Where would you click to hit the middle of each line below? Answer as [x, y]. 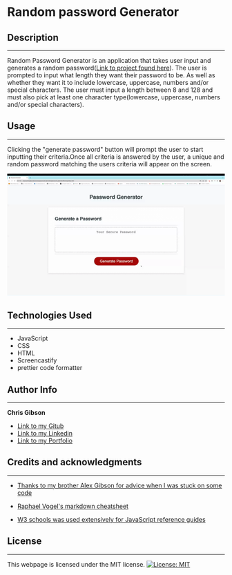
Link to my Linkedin [45, 433]
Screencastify [37, 360]
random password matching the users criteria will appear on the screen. [110, 164]
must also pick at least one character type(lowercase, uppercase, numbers [114, 97]
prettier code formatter [50, 368]
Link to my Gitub [40, 426]
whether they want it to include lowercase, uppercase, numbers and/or [108, 82]
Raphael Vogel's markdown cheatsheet [73, 506]
